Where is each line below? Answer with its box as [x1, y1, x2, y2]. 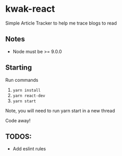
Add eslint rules [12, 146, 46, 152]
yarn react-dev [12, 93, 46, 98]
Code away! [5, 117, 31, 123]
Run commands [5, 77, 38, 83]
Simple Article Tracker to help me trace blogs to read [5, 20, 117, 26]
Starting [5, 63, 32, 72]
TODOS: [5, 132, 32, 141]
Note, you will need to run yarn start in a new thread [5, 107, 115, 114]
